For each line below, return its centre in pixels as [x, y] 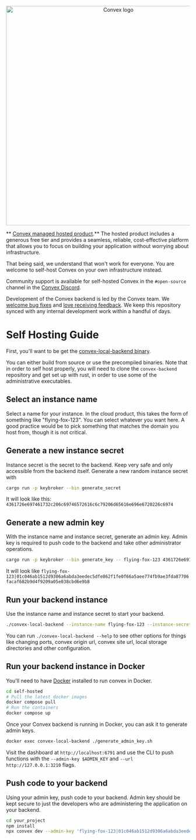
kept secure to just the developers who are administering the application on [97, 803]
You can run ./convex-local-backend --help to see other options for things [96, 636]
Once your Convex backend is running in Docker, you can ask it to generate [97, 724]
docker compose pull [31, 702]
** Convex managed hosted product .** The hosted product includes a [90, 234]
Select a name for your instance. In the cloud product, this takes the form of [97, 413]
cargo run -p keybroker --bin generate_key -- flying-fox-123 [83, 560]
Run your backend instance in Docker [76, 666]
